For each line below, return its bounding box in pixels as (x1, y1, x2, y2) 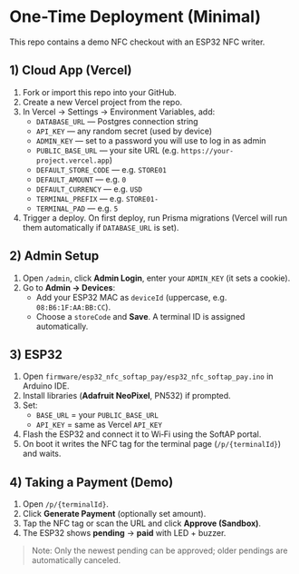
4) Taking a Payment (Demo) (9, 474, 174, 490)
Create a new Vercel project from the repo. (22, 96, 183, 107)
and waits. (22, 448, 62, 460)
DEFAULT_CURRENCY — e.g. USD (35, 183, 143, 194)
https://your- (180, 146, 234, 155)
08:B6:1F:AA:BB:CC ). (35, 302, 111, 312)
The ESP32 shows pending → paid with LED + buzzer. (22, 528, 227, 539)
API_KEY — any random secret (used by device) (35, 125, 213, 136)
